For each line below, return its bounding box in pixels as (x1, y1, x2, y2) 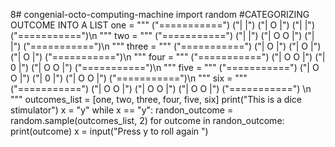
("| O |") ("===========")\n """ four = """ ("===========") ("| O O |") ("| (10, 51, 326, 63)
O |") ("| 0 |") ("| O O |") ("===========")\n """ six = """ (10, 72, 248, 84)
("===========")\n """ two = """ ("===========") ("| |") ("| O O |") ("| (10, 30, 315, 41)
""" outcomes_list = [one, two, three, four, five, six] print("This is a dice (10, 94, 302, 105)
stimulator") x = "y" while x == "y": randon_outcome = (10, 104, 234, 116)
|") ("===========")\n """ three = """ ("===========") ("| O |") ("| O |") (10, 40, 322, 52)
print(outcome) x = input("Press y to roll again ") (10, 125, 209, 137)
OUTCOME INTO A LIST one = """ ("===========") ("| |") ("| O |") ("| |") (10, 19, 315, 31)
